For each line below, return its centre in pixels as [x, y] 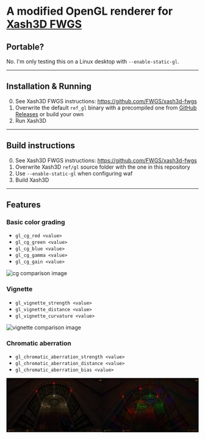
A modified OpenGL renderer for [89, 11]
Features [23, 205]
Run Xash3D [31, 120]
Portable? [25, 47]
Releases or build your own [49, 114]
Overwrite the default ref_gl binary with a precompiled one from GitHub [106, 108]
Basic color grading [36, 222]
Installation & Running [49, 87]
